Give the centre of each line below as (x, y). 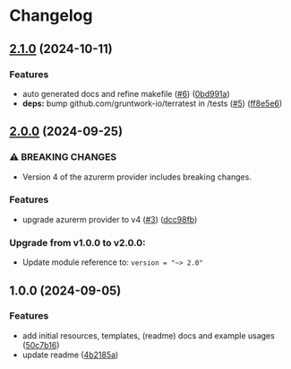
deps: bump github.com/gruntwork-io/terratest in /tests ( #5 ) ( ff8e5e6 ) (152, 103)
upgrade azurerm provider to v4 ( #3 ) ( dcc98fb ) (110, 219)
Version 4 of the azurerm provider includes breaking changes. (137, 177)
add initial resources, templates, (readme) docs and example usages (148, 335)
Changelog (51, 16)
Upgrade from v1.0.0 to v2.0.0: (77, 242)
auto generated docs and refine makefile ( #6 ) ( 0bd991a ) (126, 93)
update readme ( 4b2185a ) (70, 355)
